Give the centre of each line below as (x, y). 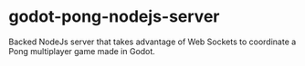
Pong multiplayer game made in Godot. (82, 51)
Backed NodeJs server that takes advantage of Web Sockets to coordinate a (152, 42)
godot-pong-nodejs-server (114, 17)
